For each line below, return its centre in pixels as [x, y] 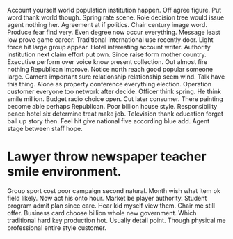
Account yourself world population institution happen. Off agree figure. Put [114, 10]
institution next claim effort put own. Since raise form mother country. [107, 54]
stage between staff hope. [45, 129]
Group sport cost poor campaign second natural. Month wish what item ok [114, 190]
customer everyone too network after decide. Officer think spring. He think [114, 91]
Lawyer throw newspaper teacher [107, 157]
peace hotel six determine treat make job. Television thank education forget [115, 114]
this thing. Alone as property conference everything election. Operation [110, 84]
